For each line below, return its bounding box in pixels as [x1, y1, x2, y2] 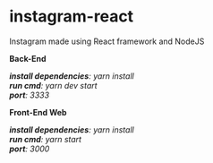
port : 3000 [9, 143, 50, 154]
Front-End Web [9, 107, 67, 117]
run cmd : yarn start [9, 133, 82, 144]
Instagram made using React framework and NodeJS [9, 36, 205, 47]
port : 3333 [9, 90, 50, 100]
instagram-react [9, 6, 134, 27]
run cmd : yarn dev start [9, 80, 98, 90]
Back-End [9, 53, 47, 64]
